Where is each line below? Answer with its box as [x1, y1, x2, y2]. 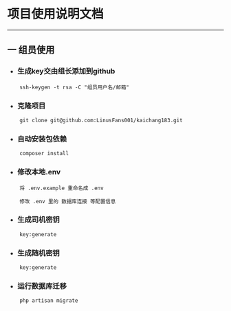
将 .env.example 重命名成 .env [19, 185, 104, 192]
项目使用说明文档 [7, 6, 104, 22]
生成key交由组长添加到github [16, 67, 115, 76]
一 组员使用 [7, 44, 55, 56]
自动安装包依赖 [16, 134, 67, 143]
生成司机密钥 [16, 215, 60, 224]
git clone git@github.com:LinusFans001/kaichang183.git [19, 117, 184, 124]
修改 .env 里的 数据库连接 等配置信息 [19, 198, 116, 205]
